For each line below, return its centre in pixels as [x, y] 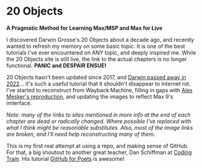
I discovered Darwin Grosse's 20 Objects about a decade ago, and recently [100, 39]
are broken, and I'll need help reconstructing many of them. [81, 134]
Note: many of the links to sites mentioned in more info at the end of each [99, 115]
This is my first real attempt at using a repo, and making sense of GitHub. [98, 146]
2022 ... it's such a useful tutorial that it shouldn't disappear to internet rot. [99, 84]
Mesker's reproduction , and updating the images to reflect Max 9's [90, 96]
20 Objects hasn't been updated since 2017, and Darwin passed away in [96, 77]
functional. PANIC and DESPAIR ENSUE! [56, 66]
